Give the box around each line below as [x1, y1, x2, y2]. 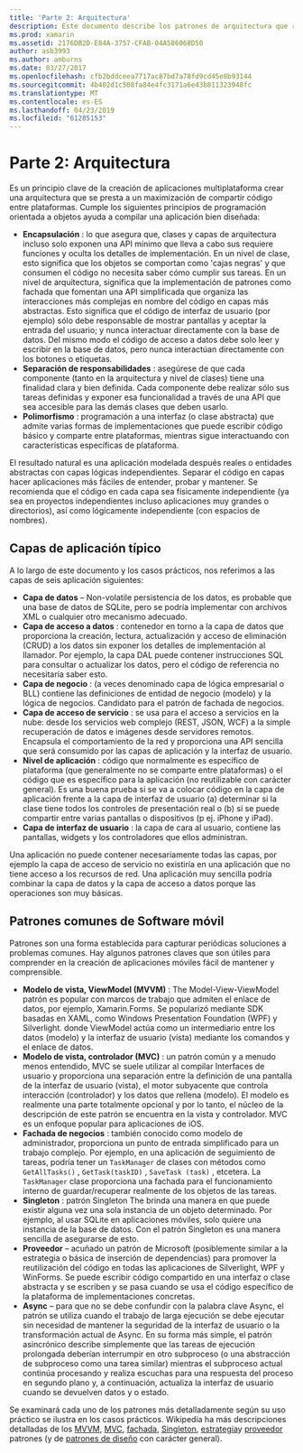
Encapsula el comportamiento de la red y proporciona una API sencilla [22, 736, 284, 746]
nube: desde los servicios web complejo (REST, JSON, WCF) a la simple [22, 717, 291, 727]
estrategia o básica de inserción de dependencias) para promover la [22, 1252, 277, 1263]
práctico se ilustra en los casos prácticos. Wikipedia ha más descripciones [9, 1413, 287, 1424]
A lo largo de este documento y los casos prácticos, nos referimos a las [9, 565, 275, 576]
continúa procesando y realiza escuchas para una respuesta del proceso [22, 1367, 294, 1378]
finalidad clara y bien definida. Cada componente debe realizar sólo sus [22, 383, 290, 393]
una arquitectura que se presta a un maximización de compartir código [9, 192, 273, 203]
